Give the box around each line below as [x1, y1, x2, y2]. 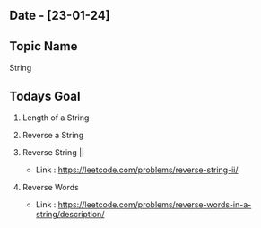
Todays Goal [9, 88, 81, 103]
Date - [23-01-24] [9, 8, 110, 23]
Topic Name [9, 39, 78, 54]
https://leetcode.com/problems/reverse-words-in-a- [57, 199, 252, 210]
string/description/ [35, 209, 105, 220]
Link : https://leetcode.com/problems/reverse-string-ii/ [35, 164, 239, 175]
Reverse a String [22, 130, 84, 141]
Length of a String [22, 112, 90, 123]
